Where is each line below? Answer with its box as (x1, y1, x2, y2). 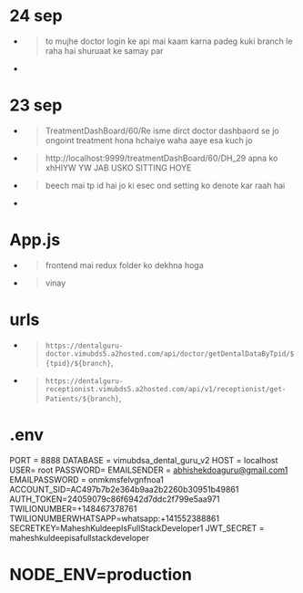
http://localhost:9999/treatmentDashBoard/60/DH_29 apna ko (45, 152, 278, 163)
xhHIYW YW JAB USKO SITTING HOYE (45, 161, 192, 173)
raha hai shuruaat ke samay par (45, 45, 164, 56)
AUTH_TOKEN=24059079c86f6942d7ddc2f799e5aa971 (9, 494, 220, 505)
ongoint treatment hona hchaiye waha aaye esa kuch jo (45, 134, 253, 146)
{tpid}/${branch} (45, 359, 112, 368)
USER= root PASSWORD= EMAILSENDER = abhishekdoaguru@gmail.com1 (9, 464, 288, 475)
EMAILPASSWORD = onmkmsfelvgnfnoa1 (9, 473, 164, 484)
